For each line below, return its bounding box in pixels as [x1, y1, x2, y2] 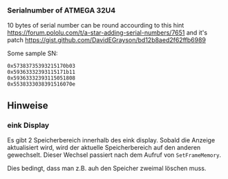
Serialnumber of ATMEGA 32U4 [7, 6, 116, 15]
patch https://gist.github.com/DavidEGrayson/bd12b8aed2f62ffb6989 [7, 36, 206, 44]
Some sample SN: [7, 49, 58, 57]
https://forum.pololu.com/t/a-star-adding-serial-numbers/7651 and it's [7, 28, 208, 37]
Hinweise [7, 100, 48, 111]
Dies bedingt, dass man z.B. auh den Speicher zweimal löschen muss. [7, 164, 207, 172]
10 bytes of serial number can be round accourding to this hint [7, 21, 184, 30]
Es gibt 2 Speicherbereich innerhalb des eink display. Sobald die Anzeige [7, 135, 216, 144]
